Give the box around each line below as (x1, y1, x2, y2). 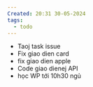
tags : (7, 17, 23, 24)
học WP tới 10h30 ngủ (17, 72, 82, 80)
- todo (13, 23, 33, 30)
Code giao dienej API (17, 64, 78, 73)
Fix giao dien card (17, 49, 70, 58)
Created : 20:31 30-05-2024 (7, 10, 86, 17)
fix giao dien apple (17, 57, 71, 65)
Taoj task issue (17, 42, 61, 51)
